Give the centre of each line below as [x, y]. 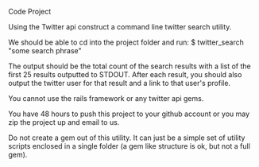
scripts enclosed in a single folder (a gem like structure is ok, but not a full [129, 146]
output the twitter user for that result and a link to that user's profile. [120, 83]
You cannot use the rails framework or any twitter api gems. [106, 98]
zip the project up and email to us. [64, 122]
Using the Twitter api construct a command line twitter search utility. [120, 27]
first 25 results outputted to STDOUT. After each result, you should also [125, 74]
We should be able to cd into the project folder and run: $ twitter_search [126, 42]
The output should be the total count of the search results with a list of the [130, 66]
